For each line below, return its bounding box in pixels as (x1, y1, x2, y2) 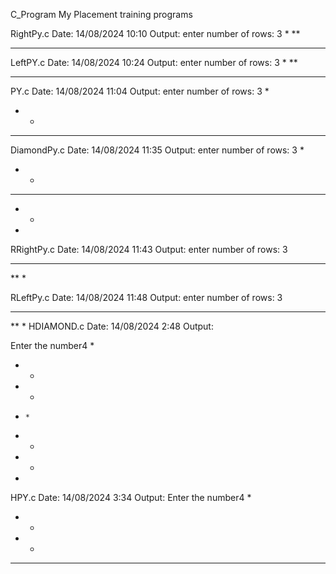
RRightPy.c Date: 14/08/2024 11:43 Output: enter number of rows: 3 (10, 244, 288, 255)
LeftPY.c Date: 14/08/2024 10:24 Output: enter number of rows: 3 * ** (10, 57, 298, 68)
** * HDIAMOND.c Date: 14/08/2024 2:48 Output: (10, 320, 214, 332)
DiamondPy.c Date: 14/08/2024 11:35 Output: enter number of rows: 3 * (10, 144, 305, 156)
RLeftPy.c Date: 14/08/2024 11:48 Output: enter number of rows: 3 (10, 292, 283, 303)
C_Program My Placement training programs (10, 9, 193, 20)
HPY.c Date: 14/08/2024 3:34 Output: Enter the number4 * (10, 492, 252, 503)
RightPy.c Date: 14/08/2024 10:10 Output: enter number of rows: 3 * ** (10, 28, 301, 39)
